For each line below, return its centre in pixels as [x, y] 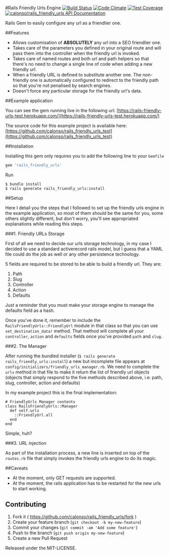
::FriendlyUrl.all [34, 415]
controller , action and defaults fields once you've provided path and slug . [84, 336]
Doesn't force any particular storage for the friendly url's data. [77, 91]
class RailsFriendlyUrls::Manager [42, 406]
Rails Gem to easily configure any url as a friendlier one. [63, 23]
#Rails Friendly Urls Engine [33, 8]
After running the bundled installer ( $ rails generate [60, 356]
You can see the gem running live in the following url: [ [62, 110]
